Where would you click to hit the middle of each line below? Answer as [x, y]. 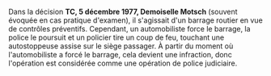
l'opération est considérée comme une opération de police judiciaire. [123, 63]
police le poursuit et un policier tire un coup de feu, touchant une [116, 37]
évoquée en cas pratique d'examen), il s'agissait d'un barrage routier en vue [135, 20]
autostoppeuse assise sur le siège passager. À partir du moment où [121, 46]
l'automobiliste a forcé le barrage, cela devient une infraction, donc [120, 55]
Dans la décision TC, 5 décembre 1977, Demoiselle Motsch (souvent [123, 12]
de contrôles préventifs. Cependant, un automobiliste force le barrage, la [129, 29]
